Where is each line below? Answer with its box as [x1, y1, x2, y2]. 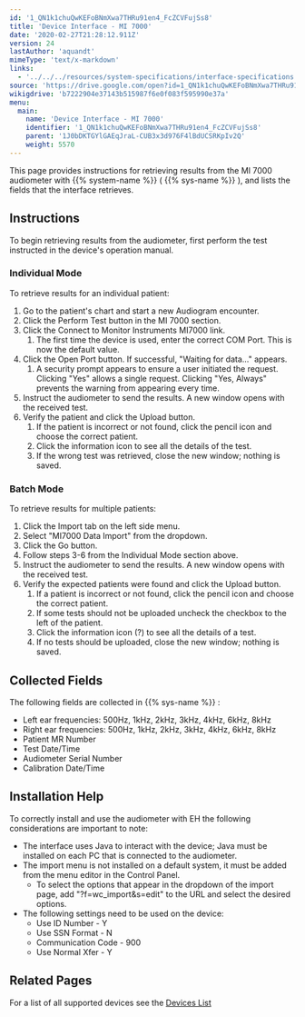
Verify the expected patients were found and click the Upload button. [22, 579, 281, 590]
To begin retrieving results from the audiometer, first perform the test [9, 234, 268, 245]
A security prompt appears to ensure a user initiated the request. [35, 363, 279, 374]
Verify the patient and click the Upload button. [22, 411, 195, 423]
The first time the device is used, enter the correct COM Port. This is [35, 334, 292, 345]
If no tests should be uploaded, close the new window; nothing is [35, 637, 280, 648]
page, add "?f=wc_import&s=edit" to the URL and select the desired [35, 888, 291, 900]
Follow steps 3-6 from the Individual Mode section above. [22, 550, 239, 561]
